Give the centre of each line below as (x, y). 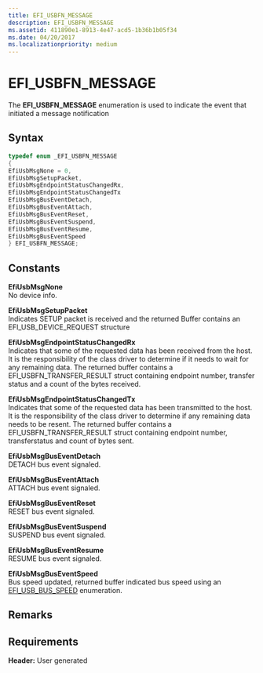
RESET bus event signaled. (52, 511)
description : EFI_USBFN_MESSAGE (61, 23)
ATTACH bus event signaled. (54, 488)
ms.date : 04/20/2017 (42, 37)
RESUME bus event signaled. (55, 558)
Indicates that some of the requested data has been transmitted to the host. (130, 408)
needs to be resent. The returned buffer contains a (90, 424)
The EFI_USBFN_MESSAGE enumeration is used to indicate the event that (128, 105)
